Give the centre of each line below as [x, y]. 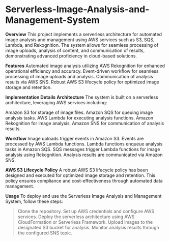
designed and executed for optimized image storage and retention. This [80, 175]
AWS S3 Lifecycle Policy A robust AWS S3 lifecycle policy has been [77, 170]
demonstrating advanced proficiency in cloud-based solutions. [71, 56]
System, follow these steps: [34, 201]
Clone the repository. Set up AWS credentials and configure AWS [86, 211]
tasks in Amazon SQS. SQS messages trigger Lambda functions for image [83, 149]
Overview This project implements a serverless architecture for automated [83, 34]
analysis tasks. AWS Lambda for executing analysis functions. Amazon [79, 117]
